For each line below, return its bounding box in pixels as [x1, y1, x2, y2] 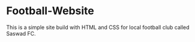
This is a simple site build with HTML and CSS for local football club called [6, 24, 190, 31]
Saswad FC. [6, 30, 36, 37]
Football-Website [6, 4, 95, 18]
